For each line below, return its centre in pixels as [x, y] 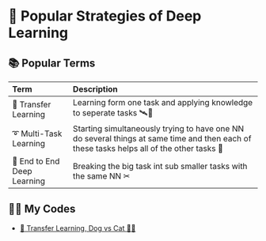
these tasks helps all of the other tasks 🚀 [148, 148]
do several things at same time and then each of [162, 139]
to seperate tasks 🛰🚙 [113, 113]
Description [95, 89]
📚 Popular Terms [52, 63]
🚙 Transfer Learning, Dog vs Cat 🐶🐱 [78, 228]
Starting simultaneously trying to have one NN [158, 128]
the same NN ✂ [101, 176]
